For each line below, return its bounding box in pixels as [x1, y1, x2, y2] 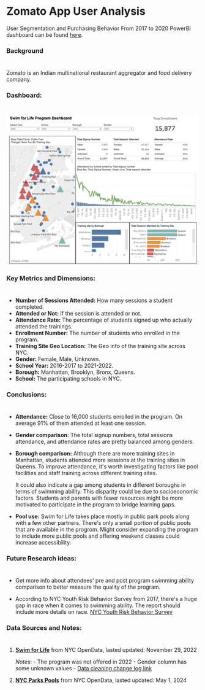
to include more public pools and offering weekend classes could [15, 532, 180, 540]
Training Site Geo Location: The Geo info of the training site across [15, 343, 185, 350]
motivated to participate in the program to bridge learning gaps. [15, 501, 176, 508]
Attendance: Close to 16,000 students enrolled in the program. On [15, 413, 182, 421]
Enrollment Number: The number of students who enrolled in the [15, 330, 181, 337]
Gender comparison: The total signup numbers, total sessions [15, 432, 173, 439]
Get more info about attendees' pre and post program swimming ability [15, 577, 195, 584]
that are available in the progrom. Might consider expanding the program [15, 526, 199, 533]
